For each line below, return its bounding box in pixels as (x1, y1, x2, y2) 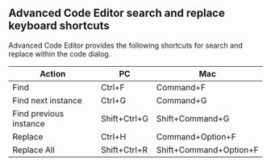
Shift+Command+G (156, 113, 230, 124)
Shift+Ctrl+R (100, 144, 148, 156)
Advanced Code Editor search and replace (8, 6, 226, 20)
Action (40, 68, 66, 79)
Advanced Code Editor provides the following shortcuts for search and (8, 40, 244, 50)
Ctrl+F (100, 81, 125, 93)
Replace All (12, 144, 55, 156)
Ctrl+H (100, 131, 127, 142)
